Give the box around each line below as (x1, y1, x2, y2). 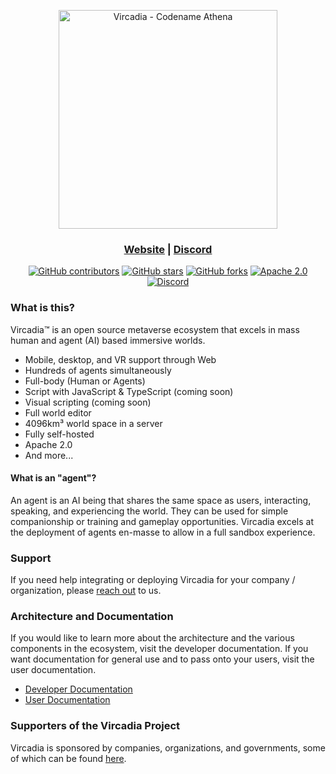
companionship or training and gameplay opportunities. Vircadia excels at (10, 515, 315, 527)
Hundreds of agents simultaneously (24, 364, 172, 376)
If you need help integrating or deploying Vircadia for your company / (10, 574, 296, 586)
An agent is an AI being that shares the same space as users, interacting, (10, 494, 312, 506)
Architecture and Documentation (10, 610, 174, 624)
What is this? (10, 301, 75, 315)
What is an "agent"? (10, 472, 97, 484)
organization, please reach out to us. (10, 585, 162, 597)
